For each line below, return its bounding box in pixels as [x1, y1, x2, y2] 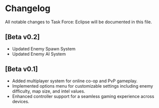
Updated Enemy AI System [12, 51, 66, 57]
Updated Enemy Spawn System [12, 46, 76, 51]
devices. [12, 98, 30, 104]
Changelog [5, 3, 51, 14]
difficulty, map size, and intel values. [12, 88, 86, 94]
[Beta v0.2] [5, 33, 40, 41]
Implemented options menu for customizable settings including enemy [12, 83, 153, 89]
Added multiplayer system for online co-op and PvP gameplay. [12, 78, 138, 84]
